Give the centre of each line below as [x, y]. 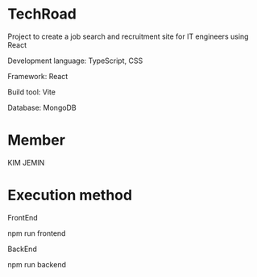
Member [37, 140]
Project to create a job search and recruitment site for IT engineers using [128, 36]
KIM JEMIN [26, 162]
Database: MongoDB [42, 107]
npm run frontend [37, 233]
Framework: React [38, 76]
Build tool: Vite [31, 92]
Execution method [70, 195]
